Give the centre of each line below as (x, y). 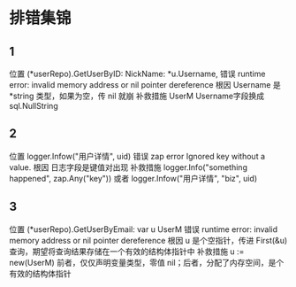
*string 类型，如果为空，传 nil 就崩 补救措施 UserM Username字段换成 (137, 96)
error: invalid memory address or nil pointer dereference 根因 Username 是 (145, 85)
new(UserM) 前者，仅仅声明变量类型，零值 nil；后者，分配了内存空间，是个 (147, 262)
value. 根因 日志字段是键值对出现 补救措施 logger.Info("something (128, 167)
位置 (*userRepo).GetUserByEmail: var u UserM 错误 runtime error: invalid (144, 229)
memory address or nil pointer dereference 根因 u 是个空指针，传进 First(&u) (148, 240)
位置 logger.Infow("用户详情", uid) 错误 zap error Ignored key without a (137, 156)
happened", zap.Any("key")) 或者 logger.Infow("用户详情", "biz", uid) (133, 178)
